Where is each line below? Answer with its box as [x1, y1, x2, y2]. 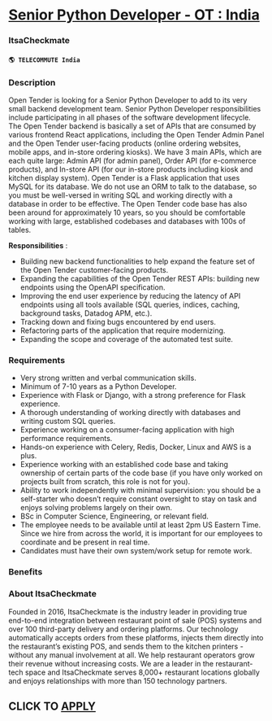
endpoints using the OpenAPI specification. [19, 282, 166, 292]
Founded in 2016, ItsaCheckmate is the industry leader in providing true [8, 606, 248, 616]
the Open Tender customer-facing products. [19, 265, 169, 274]
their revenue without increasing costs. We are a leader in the [8, 658, 214, 668]
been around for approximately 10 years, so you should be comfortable [8, 208, 246, 217]
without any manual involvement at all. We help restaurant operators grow [8, 649, 256, 660]
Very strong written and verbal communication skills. [19, 373, 196, 383]
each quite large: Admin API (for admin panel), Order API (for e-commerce [8, 156, 257, 165]
